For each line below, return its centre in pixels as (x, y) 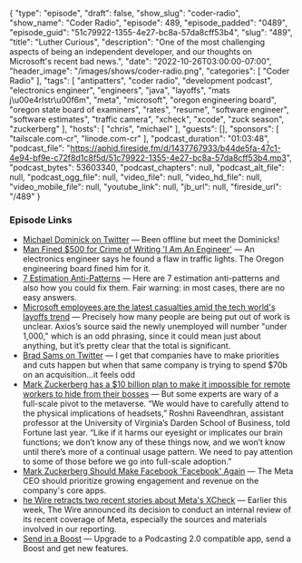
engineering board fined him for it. (87, 269)
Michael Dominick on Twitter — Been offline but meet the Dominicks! (151, 240)
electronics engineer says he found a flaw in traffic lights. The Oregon (153, 259)
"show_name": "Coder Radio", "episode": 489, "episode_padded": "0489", (149, 23)
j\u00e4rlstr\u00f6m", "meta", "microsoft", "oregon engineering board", (143, 100)
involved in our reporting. (69, 529)
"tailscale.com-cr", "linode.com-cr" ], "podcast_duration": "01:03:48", (140, 138)
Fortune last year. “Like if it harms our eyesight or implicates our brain (152, 433)
